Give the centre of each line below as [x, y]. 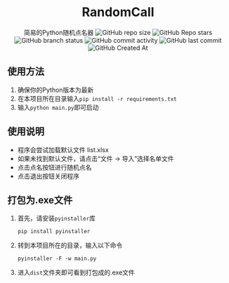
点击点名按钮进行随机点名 [54, 167]
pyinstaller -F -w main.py [57, 259]
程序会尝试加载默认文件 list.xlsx [63, 150]
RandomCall [118, 12]
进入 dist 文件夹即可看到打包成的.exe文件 [76, 272]
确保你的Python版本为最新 [55, 90]
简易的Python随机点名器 [59, 32]
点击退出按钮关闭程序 [48, 176]
